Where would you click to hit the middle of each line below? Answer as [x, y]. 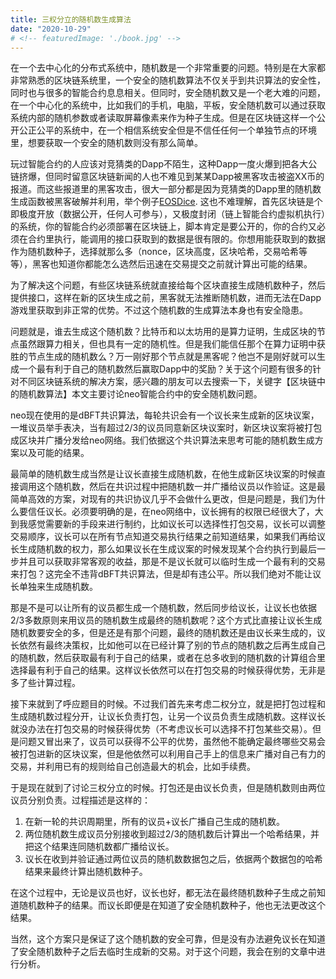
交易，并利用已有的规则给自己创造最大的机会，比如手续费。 [133, 767]
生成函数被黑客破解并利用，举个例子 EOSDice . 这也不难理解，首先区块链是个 [166, 202]
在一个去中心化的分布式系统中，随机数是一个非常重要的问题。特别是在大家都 [168, 68]
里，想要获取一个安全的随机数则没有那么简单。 [106, 143]
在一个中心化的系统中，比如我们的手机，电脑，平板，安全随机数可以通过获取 [168, 105]
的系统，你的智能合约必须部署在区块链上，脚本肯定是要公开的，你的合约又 [163, 227]
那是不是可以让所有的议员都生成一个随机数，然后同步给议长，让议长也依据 [163, 608]
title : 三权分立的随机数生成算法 [71, 19]
